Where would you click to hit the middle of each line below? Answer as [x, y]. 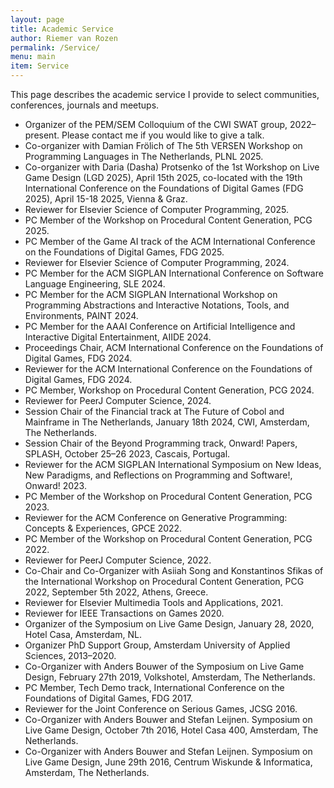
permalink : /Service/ [55, 47]
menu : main [33, 57]
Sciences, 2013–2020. [70, 655]
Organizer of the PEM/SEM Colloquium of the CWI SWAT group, [156, 124]
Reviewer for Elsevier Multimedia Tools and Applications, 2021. [154, 602]
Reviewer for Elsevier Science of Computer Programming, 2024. [157, 262]
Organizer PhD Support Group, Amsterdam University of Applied [157, 645]
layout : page [37, 19]
